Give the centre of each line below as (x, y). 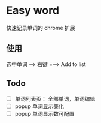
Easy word (33, 10)
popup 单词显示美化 (39, 106)
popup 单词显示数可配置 (45, 113)
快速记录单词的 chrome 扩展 (41, 28)
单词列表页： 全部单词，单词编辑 (55, 98)
